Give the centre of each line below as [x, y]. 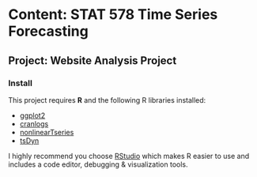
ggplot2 [32, 115]
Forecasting [48, 31]
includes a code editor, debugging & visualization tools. [98, 164]
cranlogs [34, 123]
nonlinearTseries [47, 132]
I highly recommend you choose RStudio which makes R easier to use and [129, 156]
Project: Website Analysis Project [93, 60]
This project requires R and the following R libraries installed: [107, 100]
